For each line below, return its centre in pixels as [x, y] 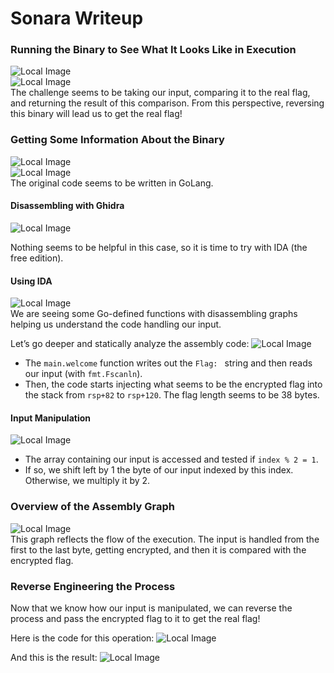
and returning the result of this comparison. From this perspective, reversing [167, 103]
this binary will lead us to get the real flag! [96, 114]
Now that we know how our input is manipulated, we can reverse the [151, 608]
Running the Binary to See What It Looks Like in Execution [153, 50]
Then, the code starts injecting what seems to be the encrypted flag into [173, 384]
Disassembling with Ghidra [67, 206]
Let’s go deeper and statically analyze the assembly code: [130, 344]
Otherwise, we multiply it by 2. [87, 481]
